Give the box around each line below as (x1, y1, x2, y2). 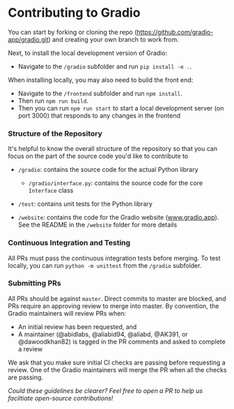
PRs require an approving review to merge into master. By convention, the (8, 301, 219, 310)
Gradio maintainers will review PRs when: (8, 309, 127, 317)
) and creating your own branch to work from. (48, 35, 180, 43)
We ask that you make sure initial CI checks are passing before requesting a (8, 358, 226, 367)
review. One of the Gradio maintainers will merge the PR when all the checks (8, 365, 227, 374)
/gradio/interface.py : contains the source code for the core (28, 179, 203, 187)
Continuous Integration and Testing (8, 238, 131, 248)
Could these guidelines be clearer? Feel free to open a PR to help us (8, 386, 203, 394)
